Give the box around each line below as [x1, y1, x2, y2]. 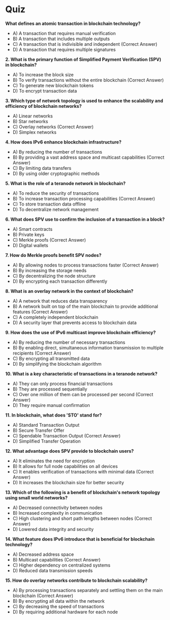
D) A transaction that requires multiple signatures [12, 46, 116, 52]
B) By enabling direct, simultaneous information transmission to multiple [12, 344, 164, 350]
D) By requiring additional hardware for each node [12, 609, 118, 615]
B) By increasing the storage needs [12, 267, 87, 273]
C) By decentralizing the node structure [12, 273, 96, 279]
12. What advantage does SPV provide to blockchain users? [5, 448, 134, 454]
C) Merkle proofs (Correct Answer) [12, 237, 87, 243]
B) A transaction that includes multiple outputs [12, 36, 110, 42]
